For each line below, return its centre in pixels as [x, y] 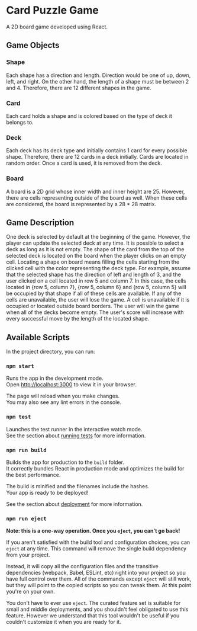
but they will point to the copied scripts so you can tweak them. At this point [98, 585]
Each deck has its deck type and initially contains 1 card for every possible [97, 150]
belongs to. [20, 122]
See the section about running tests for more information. [76, 435]
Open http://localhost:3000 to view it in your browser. [72, 385]
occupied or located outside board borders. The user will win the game [93, 306]
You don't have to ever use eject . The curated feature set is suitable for [93, 603]
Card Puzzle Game [53, 10]
